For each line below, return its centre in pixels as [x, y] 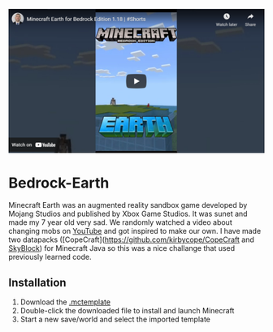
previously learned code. [50, 257]
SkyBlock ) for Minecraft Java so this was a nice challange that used [122, 248]
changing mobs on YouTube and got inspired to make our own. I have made [135, 231]
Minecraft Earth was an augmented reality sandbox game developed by [128, 205]
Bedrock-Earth [59, 183]
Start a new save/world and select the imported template [115, 319]
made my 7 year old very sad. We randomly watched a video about [121, 222]
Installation [37, 282]
